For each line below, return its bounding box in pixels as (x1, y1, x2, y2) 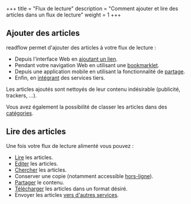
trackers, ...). (6, 91, 37, 99)
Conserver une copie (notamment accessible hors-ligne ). (14, 172, 154, 179)
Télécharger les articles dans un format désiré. (14, 185, 128, 192)
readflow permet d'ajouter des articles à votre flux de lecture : (6, 44, 157, 51)
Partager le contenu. (14, 179, 65, 186)
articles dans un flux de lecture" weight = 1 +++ (6, 11, 122, 18)
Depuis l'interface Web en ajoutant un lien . (14, 55, 118, 62)
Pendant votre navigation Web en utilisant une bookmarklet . (14, 61, 160, 68)
